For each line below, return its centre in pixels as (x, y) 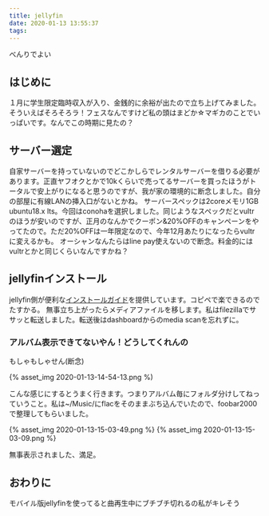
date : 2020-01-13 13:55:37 (54, 23)
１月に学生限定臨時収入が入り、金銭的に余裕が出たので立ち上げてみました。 (135, 103)
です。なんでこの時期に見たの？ (82, 123)
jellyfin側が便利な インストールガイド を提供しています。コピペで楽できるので (134, 299)
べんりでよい (30, 54)
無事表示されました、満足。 (55, 455)
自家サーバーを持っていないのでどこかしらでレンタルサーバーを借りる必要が (134, 171)
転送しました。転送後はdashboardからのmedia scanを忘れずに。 (136, 319)
